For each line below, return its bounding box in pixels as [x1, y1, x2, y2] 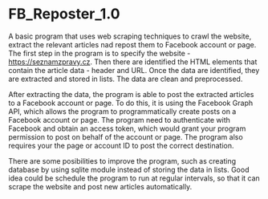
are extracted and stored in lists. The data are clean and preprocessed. [8, 74, 243, 83]
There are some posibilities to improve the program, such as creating [8, 156, 237, 165]
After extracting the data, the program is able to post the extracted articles [8, 89, 254, 99]
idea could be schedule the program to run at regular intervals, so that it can [8, 173, 261, 183]
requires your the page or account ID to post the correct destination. [8, 140, 234, 150]
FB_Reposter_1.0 [8, 5, 120, 23]
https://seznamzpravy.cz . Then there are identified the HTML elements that [8, 57, 258, 67]
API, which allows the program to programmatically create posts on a [8, 106, 237, 116]
